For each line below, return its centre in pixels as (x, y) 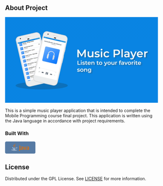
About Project (26, 8)
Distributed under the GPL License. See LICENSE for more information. (76, 179)
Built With (17, 134)
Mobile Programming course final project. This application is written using (79, 116)
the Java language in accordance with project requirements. (65, 121)
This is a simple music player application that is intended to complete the (78, 110)
